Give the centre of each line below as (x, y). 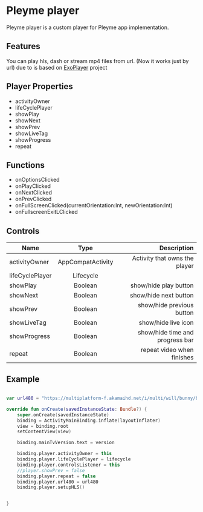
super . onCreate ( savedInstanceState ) (63, 415)
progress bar (175, 340)
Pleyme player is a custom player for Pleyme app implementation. (88, 27)
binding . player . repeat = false (56, 476)
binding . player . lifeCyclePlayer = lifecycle (74, 459)
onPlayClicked (33, 186)
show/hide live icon (166, 323)
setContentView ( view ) (44, 432)
